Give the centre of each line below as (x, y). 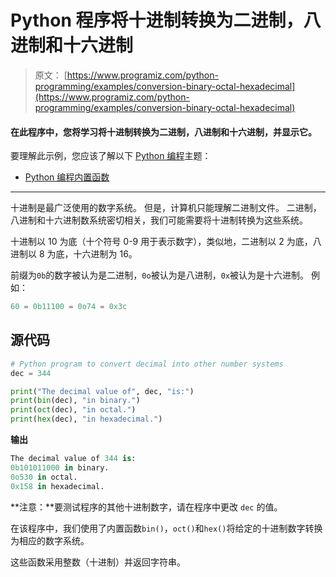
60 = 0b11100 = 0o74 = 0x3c (69, 307)
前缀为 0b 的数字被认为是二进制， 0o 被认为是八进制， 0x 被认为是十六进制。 (159, 275)
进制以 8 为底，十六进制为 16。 (74, 254)
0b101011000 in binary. (60, 467)
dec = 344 (31, 373)
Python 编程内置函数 (67, 177)
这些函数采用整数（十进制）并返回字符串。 (98, 562)
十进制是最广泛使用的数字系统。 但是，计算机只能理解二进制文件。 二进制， (166, 208)
